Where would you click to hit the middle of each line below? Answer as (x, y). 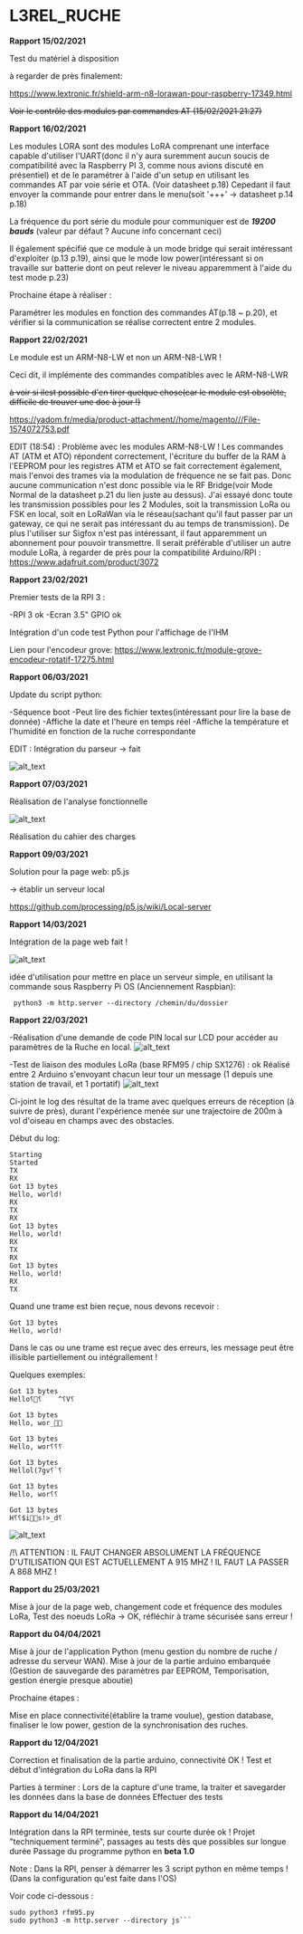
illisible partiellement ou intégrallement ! (84, 1357)
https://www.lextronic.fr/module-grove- (188, 649)
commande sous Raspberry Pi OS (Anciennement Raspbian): (123, 986)
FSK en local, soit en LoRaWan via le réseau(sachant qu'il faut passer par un (151, 513)
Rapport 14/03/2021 (48, 924)
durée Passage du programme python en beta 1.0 (102, 1851)
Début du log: (35, 1138)
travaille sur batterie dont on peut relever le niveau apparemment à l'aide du (151, 267)
